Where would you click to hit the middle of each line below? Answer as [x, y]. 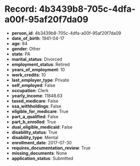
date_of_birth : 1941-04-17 [38, 38]
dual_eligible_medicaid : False [42, 127]
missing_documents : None [39, 153]
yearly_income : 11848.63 [37, 96]
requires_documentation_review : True [51, 148]
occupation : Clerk [30, 90]
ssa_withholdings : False [36, 106]
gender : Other [26, 49]
